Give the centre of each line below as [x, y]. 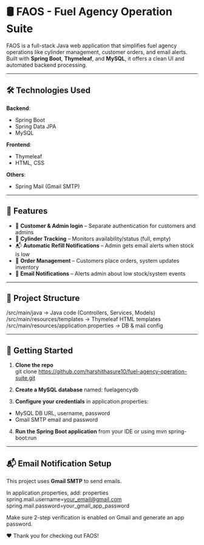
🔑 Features [27, 211]
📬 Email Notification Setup [59, 463]
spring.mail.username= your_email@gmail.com [64, 499]
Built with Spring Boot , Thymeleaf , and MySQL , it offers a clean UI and [95, 58]
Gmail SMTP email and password [56, 420]
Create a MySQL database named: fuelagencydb [77, 390]
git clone [26, 371]
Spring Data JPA [36, 126]
